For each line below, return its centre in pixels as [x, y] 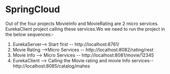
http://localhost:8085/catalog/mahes [51, 66]
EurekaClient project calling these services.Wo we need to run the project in [85, 29]
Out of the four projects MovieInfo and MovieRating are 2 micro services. [82, 23]
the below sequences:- [30, 34]
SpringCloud [33, 9]
